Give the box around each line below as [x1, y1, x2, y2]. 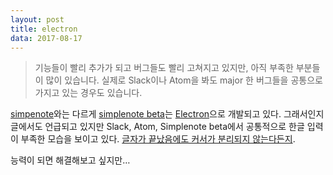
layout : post [10, 14, 65, 25]
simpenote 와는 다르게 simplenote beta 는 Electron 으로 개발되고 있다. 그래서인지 [10, 108, 325, 120]
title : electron [10, 24, 78, 34]
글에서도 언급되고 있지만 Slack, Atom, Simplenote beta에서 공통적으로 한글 [10, 121, 305, 133]
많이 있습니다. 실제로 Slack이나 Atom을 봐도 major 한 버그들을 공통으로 [45, 74, 323, 86]
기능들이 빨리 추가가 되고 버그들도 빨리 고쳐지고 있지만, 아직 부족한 [34, 62, 294, 74]
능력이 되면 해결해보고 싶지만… [10, 154, 131, 166]
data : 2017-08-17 [10, 33, 83, 43]
